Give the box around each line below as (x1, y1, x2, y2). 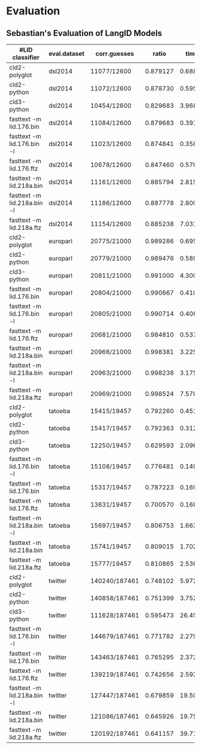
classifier (12, 53, 40, 61)
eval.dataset (48, 50, 85, 57)
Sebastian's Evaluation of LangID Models (6, 28, 163, 38)
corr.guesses (95, 50, 135, 57)
